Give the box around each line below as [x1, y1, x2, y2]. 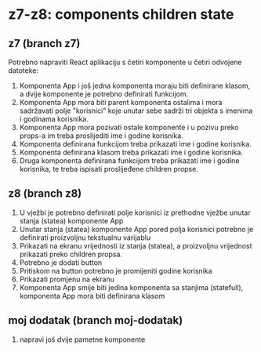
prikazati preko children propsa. [19, 249, 123, 259]
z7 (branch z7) [8, 37, 81, 50]
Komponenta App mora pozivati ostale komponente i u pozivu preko [19, 123, 239, 132]
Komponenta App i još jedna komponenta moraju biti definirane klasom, [19, 81, 251, 90]
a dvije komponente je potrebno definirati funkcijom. [19, 89, 189, 99]
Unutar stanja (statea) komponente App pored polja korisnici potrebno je [19, 224, 254, 234]
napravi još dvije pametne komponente [19, 335, 146, 344]
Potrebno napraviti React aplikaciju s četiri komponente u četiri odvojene [8, 57, 242, 67]
